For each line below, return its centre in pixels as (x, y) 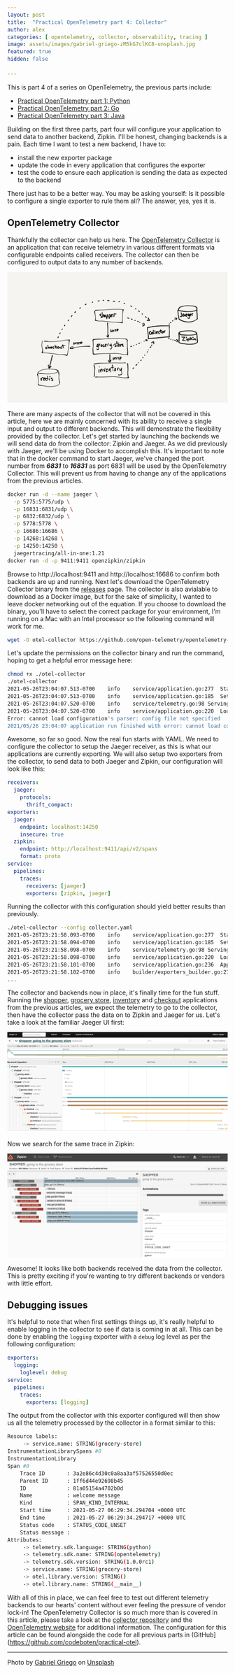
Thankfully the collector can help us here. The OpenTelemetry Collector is (114, 240)
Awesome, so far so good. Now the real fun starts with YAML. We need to (113, 739)
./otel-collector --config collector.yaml (70, 928)
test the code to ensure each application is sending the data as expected (122, 172)
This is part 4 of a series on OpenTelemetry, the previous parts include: (109, 87)
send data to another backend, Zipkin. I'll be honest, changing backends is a (117, 136)
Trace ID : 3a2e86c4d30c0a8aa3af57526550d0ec (97, 1473)
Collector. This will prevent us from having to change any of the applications (117, 473)
